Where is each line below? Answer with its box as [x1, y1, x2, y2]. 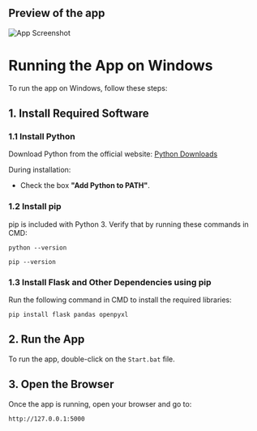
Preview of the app [8, 6, 105, 20]
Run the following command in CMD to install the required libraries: [8, 295, 233, 305]
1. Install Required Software [8, 107, 150, 121]
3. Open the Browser [8, 378, 114, 391]
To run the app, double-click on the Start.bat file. [8, 354, 176, 364]
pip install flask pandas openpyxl [8, 311, 129, 319]
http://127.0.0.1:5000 [8, 415, 85, 423]
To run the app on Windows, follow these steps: [8, 83, 168, 92]
